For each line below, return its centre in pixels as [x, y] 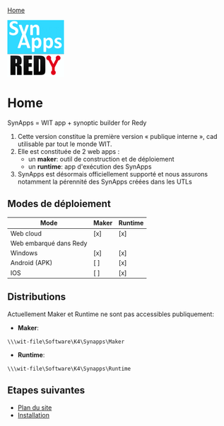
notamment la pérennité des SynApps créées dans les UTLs [105, 181]
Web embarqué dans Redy [49, 243]
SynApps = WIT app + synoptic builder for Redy [77, 123]
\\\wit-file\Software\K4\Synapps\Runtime [69, 369]
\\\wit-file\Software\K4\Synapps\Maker [66, 342]
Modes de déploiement [59, 204]
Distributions [37, 297]
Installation [34, 415]
